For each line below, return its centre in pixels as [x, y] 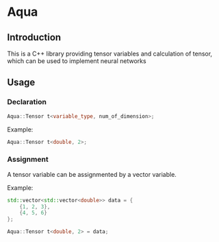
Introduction [34, 37]
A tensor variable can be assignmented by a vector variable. [92, 174]
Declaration [27, 102]
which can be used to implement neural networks [77, 61]
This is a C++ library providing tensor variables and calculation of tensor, [110, 53]
